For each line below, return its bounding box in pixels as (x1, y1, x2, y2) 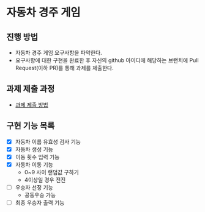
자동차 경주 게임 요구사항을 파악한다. (15, 49, 102, 56)
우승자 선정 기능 (15, 183, 53, 191)
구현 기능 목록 (6, 121, 55, 131)
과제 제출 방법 (15, 101, 48, 108)
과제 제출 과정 (6, 83, 55, 94)
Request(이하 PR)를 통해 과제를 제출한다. (15, 65, 114, 71)
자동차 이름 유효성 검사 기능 (15, 138, 81, 145)
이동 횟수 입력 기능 (15, 153, 60, 160)
